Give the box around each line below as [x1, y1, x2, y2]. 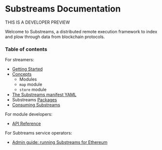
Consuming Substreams [12, 102, 61, 108]
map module [19, 82, 43, 87]
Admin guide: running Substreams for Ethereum [12, 139, 108, 145]
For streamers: [5, 57, 34, 63]
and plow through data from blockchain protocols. [5, 34, 105, 40]
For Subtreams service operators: [5, 130, 72, 136]
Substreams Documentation [5, 3, 121, 14]
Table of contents [5, 46, 48, 53]
